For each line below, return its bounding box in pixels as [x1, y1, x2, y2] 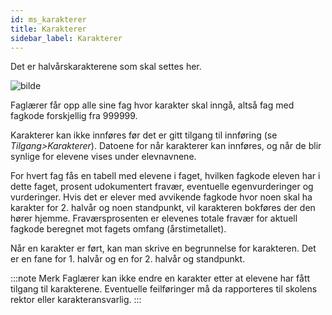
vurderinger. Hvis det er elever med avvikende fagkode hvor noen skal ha [10, 191, 313, 203]
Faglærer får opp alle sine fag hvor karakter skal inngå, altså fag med [10, 99, 295, 111]
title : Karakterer [10, 24, 87, 34]
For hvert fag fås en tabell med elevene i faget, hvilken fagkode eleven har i [10, 170, 321, 182]
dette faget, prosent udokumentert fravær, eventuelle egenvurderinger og [10, 181, 314, 193]
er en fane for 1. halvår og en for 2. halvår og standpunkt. [10, 253, 246, 265]
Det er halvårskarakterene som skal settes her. [10, 61, 202, 73]
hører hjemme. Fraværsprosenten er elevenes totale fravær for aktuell [10, 212, 298, 225]
